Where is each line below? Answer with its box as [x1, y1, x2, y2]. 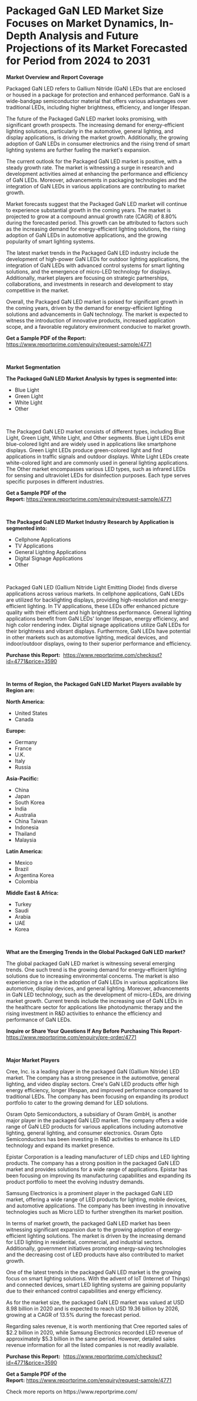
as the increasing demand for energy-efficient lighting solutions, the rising [6, 225, 186, 232]
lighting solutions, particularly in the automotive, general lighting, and [6, 128, 173, 135]
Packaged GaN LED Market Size [6, 4, 164, 18]
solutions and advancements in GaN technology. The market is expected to [6, 311, 188, 318]
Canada [14, 716, 34, 723]
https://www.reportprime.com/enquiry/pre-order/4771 [6, 1033, 137, 1040]
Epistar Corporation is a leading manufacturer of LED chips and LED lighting [6, 1153, 190, 1160]
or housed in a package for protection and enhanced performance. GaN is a [6, 91, 190, 98]
